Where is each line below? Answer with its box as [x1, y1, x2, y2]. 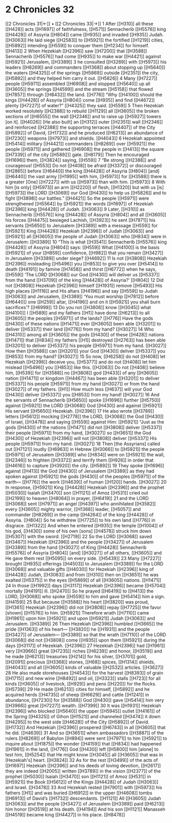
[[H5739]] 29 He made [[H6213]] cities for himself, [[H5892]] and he [5, 686, 150, 692]
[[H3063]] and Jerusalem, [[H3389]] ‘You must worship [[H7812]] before [5, 293, 159, 299]
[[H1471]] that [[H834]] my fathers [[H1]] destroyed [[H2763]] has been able [5, 337, 166, 343]
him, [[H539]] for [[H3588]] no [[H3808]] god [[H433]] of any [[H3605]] [5, 370, 158, 376]
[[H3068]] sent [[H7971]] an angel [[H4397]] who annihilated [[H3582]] [5, 501, 156, 507]
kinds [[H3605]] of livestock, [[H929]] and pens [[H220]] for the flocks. [5, 680, 157, 686]
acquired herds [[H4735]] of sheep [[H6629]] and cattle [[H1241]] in [5, 692, 149, 698]
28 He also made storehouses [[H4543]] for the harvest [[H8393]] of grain [5, 669, 163, 676]
